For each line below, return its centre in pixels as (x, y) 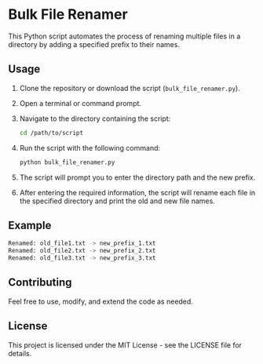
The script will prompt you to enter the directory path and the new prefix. (137, 177)
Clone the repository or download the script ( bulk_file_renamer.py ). (130, 88)
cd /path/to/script (51, 133)
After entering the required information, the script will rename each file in (137, 192)
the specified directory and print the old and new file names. (117, 201)
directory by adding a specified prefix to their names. (94, 44)
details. (20, 353)
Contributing (40, 283)
